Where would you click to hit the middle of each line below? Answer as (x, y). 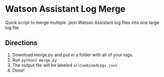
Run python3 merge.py (34, 60)
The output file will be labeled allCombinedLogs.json (65, 65)
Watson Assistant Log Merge (66, 9)
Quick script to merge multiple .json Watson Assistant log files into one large (82, 22)
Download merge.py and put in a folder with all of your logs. (73, 55)
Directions (21, 43)
